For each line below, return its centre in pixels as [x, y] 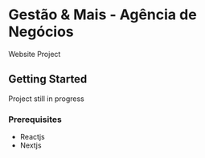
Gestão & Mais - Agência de [102, 15]
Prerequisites [35, 120]
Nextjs [31, 145]
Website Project [35, 54]
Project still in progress [46, 99]
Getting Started [48, 79]
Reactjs [33, 137]
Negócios [41, 32]
